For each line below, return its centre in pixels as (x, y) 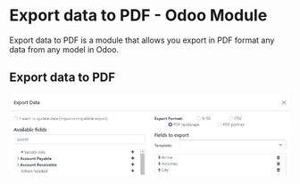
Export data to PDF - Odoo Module (138, 16)
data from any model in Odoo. (64, 49)
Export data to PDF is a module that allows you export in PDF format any (142, 40)
